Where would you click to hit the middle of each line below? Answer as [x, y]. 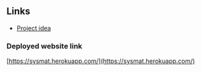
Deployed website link [44, 46]
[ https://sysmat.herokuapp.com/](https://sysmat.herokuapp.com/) [101, 61]
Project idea [34, 28]
